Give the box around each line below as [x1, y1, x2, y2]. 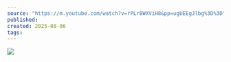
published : [7, 16, 38, 23]
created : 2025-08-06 [7, 22, 67, 29]
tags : [7, 29, 23, 36]
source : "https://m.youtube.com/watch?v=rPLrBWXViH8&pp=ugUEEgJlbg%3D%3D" [7, 10, 226, 17]
